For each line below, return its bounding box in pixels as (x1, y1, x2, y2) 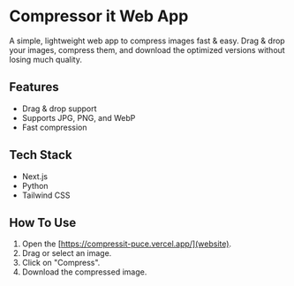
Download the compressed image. (21, 267, 147, 277)
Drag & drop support (21, 103, 97, 114)
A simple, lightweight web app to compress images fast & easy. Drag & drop (9, 35, 285, 46)
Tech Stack (9, 147, 72, 162)
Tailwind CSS (21, 190, 71, 200)
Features (9, 79, 59, 94)
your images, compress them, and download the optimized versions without (9, 44, 285, 55)
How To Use (9, 214, 77, 230)
